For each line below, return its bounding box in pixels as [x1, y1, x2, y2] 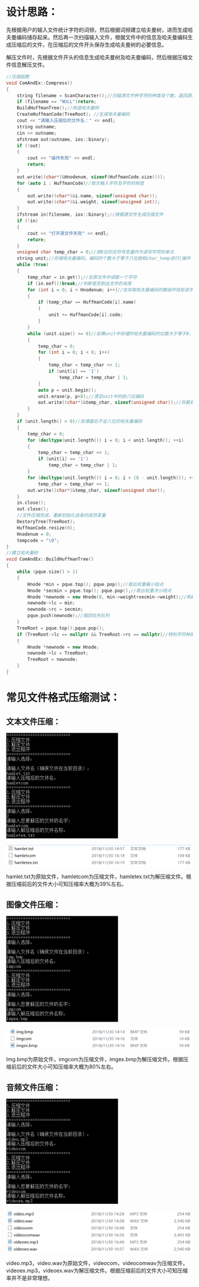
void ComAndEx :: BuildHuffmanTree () [6, 556, 94, 562]
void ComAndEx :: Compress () [6, 80, 73, 86]
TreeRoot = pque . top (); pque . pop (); [17, 625, 105, 631]
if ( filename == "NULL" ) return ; [17, 99, 97, 105]
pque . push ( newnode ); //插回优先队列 [27, 613, 110, 619]
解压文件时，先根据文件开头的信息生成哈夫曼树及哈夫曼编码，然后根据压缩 [6, 53, 188, 61]
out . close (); [17, 506, 49, 512]
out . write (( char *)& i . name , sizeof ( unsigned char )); [27, 193, 158, 199]
